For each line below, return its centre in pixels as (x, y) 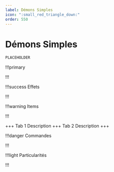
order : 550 (17, 19)
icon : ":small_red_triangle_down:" (43, 15)
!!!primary (15, 67)
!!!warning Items (22, 106)
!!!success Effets (22, 87)
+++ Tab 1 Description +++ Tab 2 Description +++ (57, 126)
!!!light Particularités (26, 155)
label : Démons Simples (29, 10)
